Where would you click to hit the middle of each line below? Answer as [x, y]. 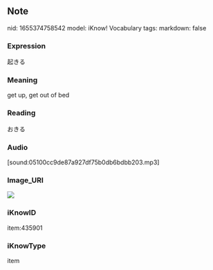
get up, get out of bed [38, 95]
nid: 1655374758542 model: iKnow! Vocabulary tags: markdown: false [107, 28]
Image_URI [25, 180]
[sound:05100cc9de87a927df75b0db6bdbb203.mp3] [83, 162]
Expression [27, 46]
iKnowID [22, 213]
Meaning [22, 80]
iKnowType [27, 246]
